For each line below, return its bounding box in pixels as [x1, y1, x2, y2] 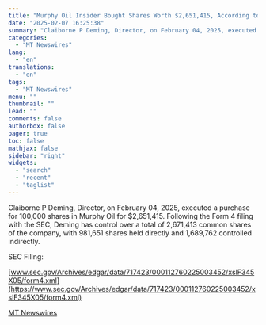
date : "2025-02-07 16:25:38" [8, 19, 104, 27]
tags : [8, 78, 26, 86]
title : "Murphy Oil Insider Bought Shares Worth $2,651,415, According [8, 11, 249, 20]
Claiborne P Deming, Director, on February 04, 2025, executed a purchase [8, 203, 251, 212]
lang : [8, 48, 26, 56]
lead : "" [8, 108, 37, 116]
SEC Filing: [8, 251, 44, 262]
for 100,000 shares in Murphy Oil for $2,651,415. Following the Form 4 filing [8, 211, 253, 220]
